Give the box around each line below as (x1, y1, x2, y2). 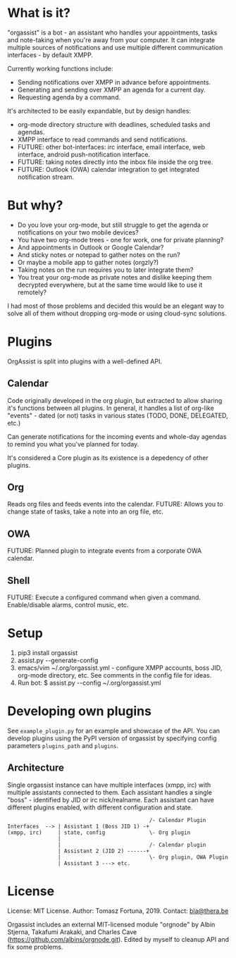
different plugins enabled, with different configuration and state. (7, 803, 193, 811)
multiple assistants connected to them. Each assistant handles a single (7, 788, 213, 797)
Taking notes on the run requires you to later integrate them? (17, 266, 194, 274)
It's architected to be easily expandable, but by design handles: (7, 106, 192, 115)
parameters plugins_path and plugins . (7, 741, 119, 749)
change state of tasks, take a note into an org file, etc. (7, 507, 164, 516)
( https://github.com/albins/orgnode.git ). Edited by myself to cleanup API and (7, 935, 230, 943)
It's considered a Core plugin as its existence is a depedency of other (7, 453, 209, 462)
